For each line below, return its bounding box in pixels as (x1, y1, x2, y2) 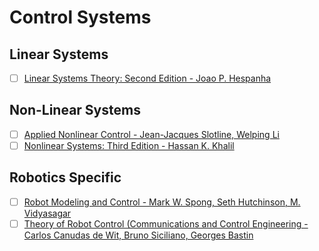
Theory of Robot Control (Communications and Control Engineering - (23, 217, 309, 230)
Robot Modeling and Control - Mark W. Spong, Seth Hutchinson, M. (23, 196, 301, 208)
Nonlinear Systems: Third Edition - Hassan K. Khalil (23, 139, 235, 151)
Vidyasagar (23, 207, 72, 219)
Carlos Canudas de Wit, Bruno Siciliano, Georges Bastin (23, 229, 254, 241)
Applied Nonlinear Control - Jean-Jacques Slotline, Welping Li (23, 128, 280, 140)
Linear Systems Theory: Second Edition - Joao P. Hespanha (23, 72, 272, 84)
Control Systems (9, 6, 152, 29)
